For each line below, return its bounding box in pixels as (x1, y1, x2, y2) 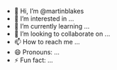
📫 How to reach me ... (13, 38, 80, 46)
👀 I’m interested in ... (13, 14, 74, 23)
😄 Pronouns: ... (13, 48, 60, 56)
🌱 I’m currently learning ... (13, 22, 90, 30)
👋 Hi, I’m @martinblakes (13, 7, 84, 15)
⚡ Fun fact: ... (13, 56, 53, 64)
